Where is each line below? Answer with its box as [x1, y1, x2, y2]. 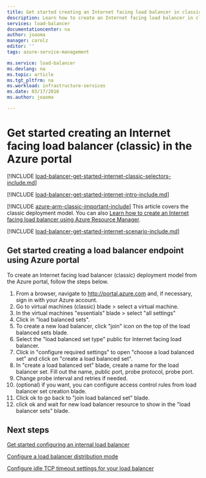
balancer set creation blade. [15, 387, 87, 395]
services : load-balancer [7, 20, 70, 26]
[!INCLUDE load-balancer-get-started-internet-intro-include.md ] [7, 191, 170, 198]
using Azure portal [7, 255, 79, 266]
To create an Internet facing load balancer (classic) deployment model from [7, 271, 197, 279]
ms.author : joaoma [7, 94, 54, 101]
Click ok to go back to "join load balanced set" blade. [15, 394, 150, 401]
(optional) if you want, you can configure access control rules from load [15, 381, 197, 388]
